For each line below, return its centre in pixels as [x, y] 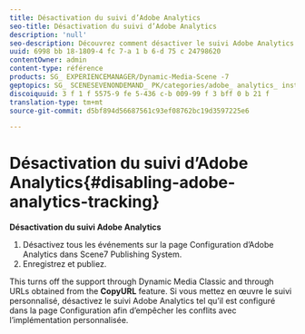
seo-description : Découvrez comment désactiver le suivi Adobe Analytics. [154, 43]
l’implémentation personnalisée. [69, 320]
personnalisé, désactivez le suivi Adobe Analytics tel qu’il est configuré [143, 301]
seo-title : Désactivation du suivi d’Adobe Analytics [113, 26]
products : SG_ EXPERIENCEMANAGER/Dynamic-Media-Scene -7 [119, 77]
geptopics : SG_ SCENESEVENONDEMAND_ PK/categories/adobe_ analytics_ [144, 85]
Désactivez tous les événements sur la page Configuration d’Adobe [148, 245]
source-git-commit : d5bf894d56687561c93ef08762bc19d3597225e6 [129, 111]
